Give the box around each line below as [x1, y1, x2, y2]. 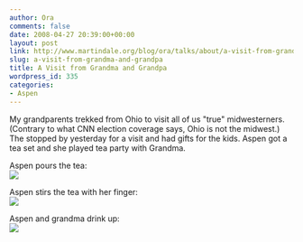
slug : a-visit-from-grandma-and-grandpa [9, 55, 164, 64]
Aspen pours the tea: [9, 160, 87, 171]
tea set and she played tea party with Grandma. [9, 142, 187, 154]
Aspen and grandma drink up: [9, 213, 120, 224]
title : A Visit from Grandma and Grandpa [9, 64, 168, 73]
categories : [9, 80, 54, 89]
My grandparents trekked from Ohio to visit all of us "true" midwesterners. [9, 114, 286, 125]
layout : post [9, 38, 59, 48]
